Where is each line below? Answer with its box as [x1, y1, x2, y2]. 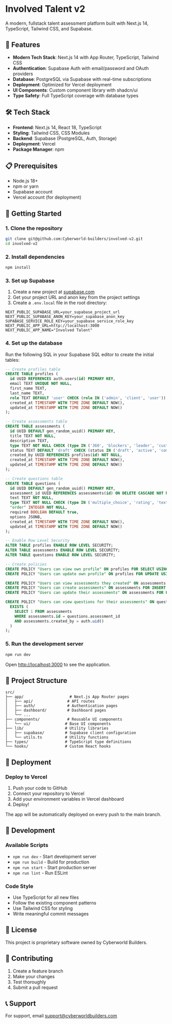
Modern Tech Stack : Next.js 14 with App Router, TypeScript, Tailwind [12, 54, 159, 60]
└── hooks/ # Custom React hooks [5, 744, 111, 749]
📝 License [5, 926, 37, 934]
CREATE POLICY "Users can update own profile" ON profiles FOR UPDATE [5, 571, 159, 576]
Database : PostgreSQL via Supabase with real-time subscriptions [12, 76, 152, 82]
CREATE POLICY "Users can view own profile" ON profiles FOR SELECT [5, 567, 155, 572]
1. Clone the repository [5, 224, 63, 232]
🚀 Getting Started [5, 209, 62, 218]
